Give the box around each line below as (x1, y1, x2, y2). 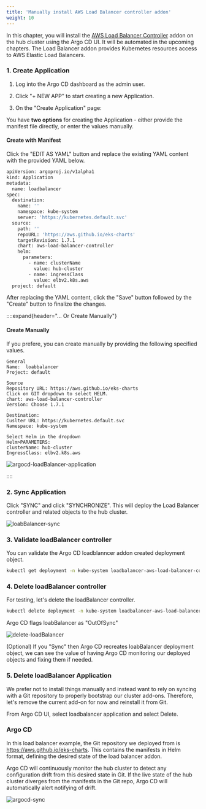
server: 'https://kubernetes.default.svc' (17, 214, 128, 220)
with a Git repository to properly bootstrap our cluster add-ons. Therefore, (6, 692, 194, 699)
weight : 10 (6, 15, 34, 21)
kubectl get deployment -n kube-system (6, 568, 109, 574)
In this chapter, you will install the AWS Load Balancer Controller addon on (6, 31, 194, 39)
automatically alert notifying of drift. (6, 784, 97, 791)
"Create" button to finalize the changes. (6, 300, 107, 308)
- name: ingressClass (28, 271, 84, 277)
